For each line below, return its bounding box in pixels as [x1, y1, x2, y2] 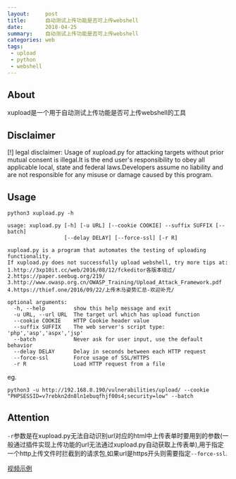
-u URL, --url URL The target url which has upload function [13, 311, 200, 318]
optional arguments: [7, 299, 68, 306]
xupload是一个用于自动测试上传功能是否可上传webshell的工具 [7, 109, 187, 117]
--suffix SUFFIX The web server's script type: [13, 324, 166, 331]
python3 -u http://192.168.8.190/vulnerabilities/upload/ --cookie [7, 387, 210, 394]
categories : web [7, 37, 55, 44]
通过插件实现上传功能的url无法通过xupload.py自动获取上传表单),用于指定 [13, 440, 224, 449]
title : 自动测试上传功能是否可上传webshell [7, 17, 139, 24]
